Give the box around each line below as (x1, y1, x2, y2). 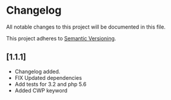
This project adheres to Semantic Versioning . (6, 35, 116, 42)
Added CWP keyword (14, 87, 68, 94)
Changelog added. (14, 68, 61, 75)
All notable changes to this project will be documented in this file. (6, 23, 166, 30)
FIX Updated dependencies (14, 74, 82, 81)
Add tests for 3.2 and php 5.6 (14, 80, 87, 87)
